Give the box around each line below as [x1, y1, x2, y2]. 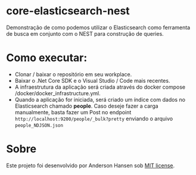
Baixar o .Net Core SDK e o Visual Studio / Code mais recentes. [14, 77, 170, 84]
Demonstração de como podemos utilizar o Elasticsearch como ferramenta [6, 24, 191, 31]
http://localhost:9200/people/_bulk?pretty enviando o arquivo [14, 115, 173, 122]
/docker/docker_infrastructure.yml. [14, 89, 101, 96]
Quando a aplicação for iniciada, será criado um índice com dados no [14, 96, 186, 103]
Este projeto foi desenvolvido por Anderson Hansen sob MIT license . [6, 162, 175, 169]
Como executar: [6, 51, 88, 65]
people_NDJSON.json [14, 122, 64, 129]
